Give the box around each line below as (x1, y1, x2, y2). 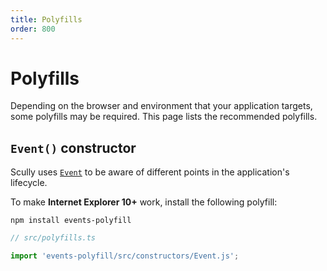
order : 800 (10, 24, 56, 34)
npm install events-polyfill (10, 216, 132, 226)
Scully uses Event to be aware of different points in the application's (10, 166, 290, 178)
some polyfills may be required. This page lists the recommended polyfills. (10, 111, 318, 123)
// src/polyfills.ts (10, 233, 97, 243)
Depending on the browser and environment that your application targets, (10, 100, 313, 112)
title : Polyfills (10, 14, 83, 25)
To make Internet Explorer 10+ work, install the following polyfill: (10, 196, 278, 208)
